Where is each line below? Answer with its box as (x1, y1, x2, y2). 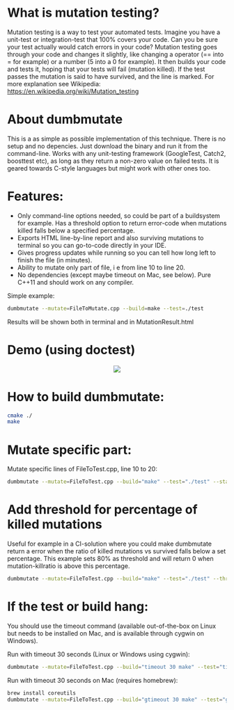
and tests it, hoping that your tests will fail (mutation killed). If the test (7, 65, 205, 73)
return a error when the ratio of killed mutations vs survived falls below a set (7, 547, 226, 555)
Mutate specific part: (7, 442, 132, 457)
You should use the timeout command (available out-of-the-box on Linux (7, 622, 217, 630)
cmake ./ (7, 412, 33, 419)
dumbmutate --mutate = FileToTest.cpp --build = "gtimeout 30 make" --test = (7, 696, 223, 703)
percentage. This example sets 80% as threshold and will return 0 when (7, 555, 214, 563)
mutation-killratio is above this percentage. (7, 562, 130, 570)
